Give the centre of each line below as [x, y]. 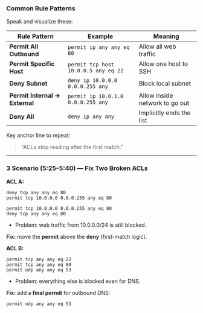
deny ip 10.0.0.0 [92, 81]
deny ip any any [91, 117]
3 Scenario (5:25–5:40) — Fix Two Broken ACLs [77, 168]
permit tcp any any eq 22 [39, 259]
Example [100, 36]
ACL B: [15, 248]
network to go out [164, 103]
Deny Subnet [28, 84]
